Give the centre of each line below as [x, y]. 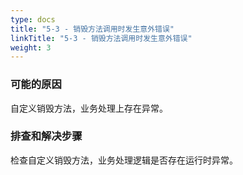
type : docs [33, 19]
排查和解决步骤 [46, 136]
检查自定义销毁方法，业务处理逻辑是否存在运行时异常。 [124, 160]
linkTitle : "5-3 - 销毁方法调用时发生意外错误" [101, 38]
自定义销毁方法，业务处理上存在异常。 [89, 108]
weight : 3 [31, 47]
